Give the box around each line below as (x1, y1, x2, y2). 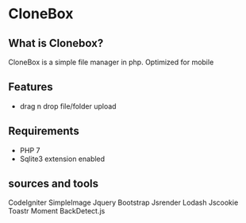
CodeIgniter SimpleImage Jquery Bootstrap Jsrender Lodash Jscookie (8, 198, 239, 207)
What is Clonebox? (8, 37, 104, 50)
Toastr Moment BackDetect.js (8, 206, 106, 216)
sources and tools (8, 177, 99, 190)
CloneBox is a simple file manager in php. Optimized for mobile (8, 57, 214, 67)
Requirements (8, 125, 79, 138)
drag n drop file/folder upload (19, 101, 117, 111)
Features (8, 80, 53, 94)
